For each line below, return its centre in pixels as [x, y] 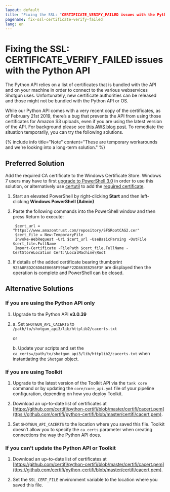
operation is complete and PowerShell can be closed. [68, 273]
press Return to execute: [38, 217]
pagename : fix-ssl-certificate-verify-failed [54, 19]
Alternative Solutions [39, 289]
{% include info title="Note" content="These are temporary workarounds [81, 142]
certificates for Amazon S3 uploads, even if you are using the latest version [84, 122]
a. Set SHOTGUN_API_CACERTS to [44, 324]
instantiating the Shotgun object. [46, 359]
